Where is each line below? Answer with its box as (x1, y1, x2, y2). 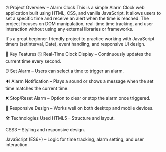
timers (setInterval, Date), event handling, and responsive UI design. (5, 41, 146, 47)
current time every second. (5, 58, 61, 64)
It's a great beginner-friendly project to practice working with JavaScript (5, 36, 155, 42)
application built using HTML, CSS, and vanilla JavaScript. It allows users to (5, 10, 161, 16)
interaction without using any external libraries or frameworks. (5, 26, 134, 32)
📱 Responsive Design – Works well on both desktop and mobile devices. (5, 105, 154, 111)
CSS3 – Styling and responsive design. (5, 127, 85, 132)
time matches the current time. (5, 85, 69, 91)
